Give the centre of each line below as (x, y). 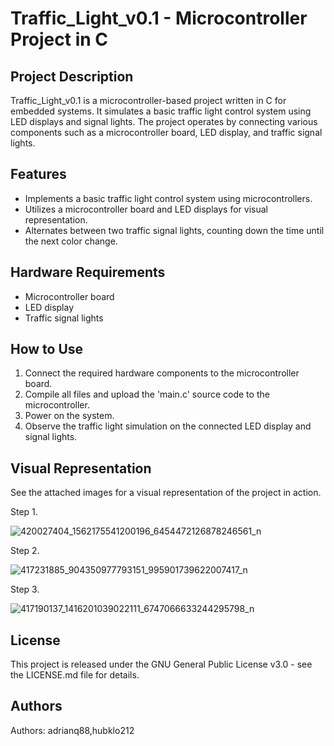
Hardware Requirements (88, 272)
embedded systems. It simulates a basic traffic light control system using (161, 111)
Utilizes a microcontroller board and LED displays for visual (146, 209)
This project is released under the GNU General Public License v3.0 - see (161, 664)
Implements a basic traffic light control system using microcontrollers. (168, 198)
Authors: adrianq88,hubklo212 (72, 730)
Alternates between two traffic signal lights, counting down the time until (174, 230)
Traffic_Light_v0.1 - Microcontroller (159, 18)
